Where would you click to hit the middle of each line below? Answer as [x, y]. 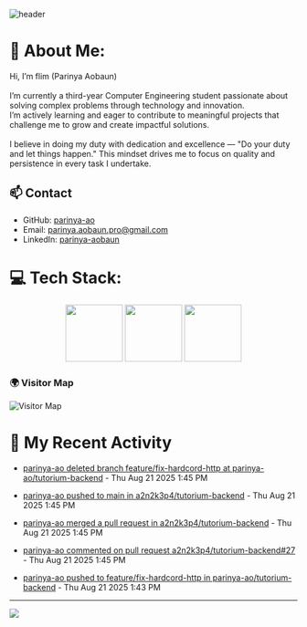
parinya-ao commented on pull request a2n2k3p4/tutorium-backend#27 [159, 550]
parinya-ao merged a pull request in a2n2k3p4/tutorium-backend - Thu [157, 522]
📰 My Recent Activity [90, 443]
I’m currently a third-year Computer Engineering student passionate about [149, 95]
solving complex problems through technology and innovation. [127, 105]
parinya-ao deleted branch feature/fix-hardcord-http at [127, 468]
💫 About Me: [58, 51]
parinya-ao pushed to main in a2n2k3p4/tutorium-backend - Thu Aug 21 [159, 495]
